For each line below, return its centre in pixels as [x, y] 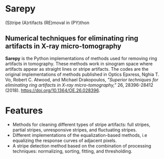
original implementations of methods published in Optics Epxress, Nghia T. [82, 74]
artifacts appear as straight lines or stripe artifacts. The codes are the [77, 69]
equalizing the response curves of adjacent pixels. [64, 140]
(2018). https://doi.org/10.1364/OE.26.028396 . [53, 90]
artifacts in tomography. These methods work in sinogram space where [79, 64]
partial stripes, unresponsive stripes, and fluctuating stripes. [74, 130]
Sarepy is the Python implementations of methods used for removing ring [81, 58]
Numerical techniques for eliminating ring [72, 38]
